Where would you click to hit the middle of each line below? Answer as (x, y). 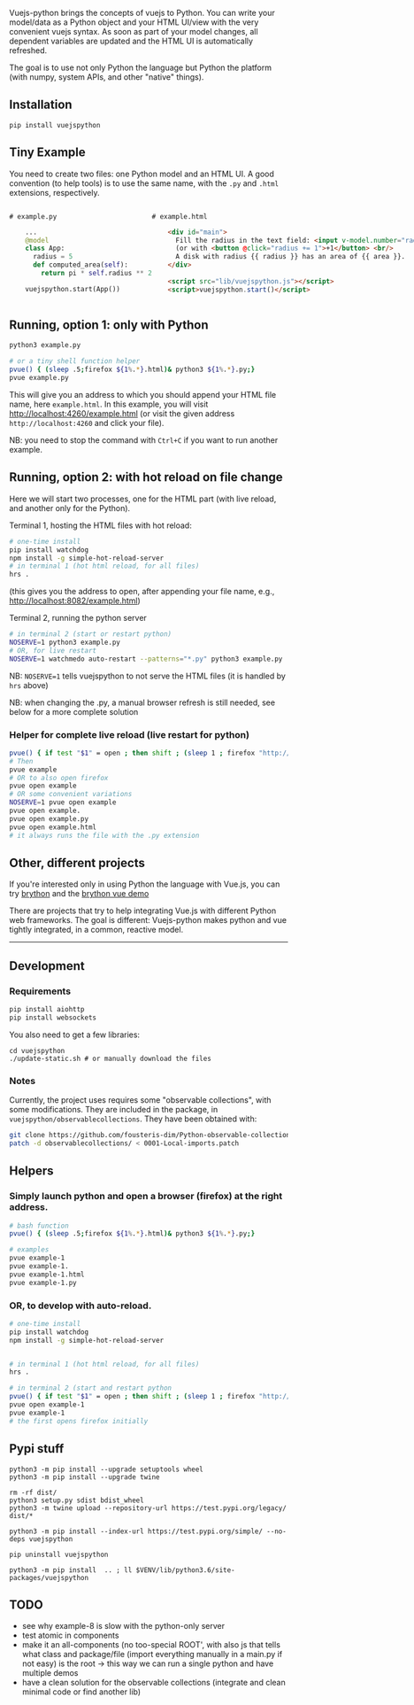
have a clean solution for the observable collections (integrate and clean (153, 1683)
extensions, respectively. (54, 192)
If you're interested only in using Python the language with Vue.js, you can (145, 884)
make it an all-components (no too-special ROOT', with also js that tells (151, 1645)
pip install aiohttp (47, 1010)
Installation (41, 105)
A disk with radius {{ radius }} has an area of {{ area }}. (290, 257)
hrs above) (29, 685)
